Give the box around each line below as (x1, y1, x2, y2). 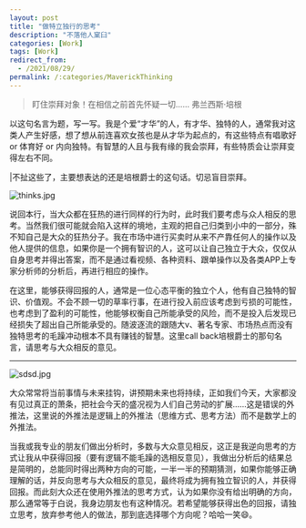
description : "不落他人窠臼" (9, 30, 112, 39)
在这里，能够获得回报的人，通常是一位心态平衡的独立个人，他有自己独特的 (9, 284, 289, 296)
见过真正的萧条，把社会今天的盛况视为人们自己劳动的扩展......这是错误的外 (16, 398, 295, 410)
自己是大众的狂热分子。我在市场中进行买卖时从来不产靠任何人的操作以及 (25, 231, 297, 242)
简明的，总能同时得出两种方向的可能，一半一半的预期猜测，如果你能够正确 (16, 463, 297, 474)
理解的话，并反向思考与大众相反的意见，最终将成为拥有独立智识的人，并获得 (9, 474, 297, 485)
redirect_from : (9, 56, 67, 65)
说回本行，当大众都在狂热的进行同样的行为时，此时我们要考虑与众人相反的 (9, 208, 289, 219)
